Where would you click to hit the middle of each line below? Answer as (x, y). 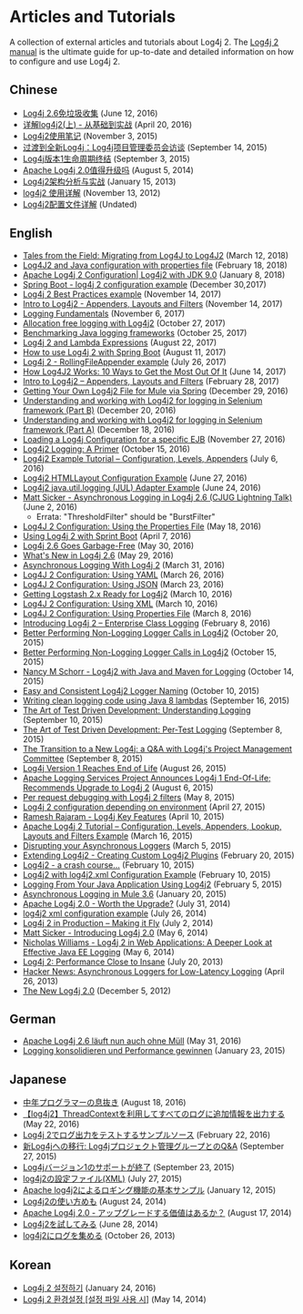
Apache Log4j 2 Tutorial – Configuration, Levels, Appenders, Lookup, (152, 826)
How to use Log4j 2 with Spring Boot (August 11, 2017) (124, 351)
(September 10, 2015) (63, 719)
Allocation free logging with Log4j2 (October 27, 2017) (124, 323)
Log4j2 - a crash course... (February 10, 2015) (108, 865)
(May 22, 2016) (51, 1124)
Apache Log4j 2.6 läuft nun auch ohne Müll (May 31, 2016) (132, 1041)
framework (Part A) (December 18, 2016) (99, 429)
